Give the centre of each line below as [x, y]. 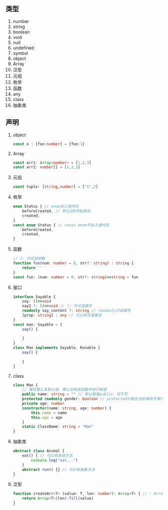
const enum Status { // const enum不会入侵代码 [61, 225]
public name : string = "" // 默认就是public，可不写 [75, 394]
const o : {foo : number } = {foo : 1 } [49, 144]
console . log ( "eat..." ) [55, 460]
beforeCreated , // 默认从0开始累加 [56, 211]
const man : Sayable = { [38, 324]
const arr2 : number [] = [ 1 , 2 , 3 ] [46, 167]
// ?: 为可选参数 [29, 258]
